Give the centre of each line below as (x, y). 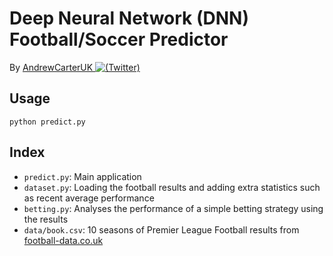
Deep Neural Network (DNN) (129, 18)
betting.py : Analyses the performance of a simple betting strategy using (173, 208)
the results (46, 219)
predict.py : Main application (82, 176)
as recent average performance (89, 198)
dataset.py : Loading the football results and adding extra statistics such (172, 187)
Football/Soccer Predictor (119, 39)
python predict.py (47, 122)
